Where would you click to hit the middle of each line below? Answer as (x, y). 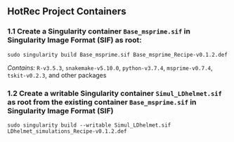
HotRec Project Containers (67, 12)
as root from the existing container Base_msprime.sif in (102, 102)
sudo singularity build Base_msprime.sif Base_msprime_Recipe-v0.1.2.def (118, 55)
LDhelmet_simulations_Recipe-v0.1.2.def (67, 131)
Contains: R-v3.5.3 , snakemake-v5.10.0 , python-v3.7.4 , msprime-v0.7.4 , (110, 68)
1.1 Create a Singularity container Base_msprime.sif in (99, 31)
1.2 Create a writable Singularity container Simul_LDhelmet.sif (115, 93)
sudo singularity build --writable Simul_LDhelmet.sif (89, 125)
